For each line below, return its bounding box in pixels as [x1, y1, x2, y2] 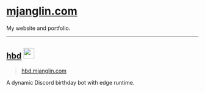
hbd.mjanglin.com [21, 67, 67, 74]
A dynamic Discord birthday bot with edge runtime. [6, 79, 135, 86]
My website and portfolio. [6, 24, 71, 32]
